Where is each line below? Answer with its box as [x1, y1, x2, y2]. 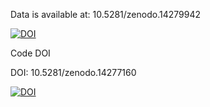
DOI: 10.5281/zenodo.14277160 [10, 67, 137, 78]
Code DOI [10, 47, 51, 59]
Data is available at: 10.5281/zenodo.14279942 [10, 9, 201, 20]
